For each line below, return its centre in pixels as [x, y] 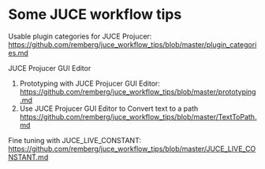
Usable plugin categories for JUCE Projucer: [80, 36]
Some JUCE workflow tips [95, 15]
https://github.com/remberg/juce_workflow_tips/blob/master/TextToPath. [138, 116]
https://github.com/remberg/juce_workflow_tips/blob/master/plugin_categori [132, 44]
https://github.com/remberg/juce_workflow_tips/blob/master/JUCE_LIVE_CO [132, 149]
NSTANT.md [28, 157]
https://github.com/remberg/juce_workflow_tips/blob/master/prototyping [138, 91]
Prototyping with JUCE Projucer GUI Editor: [90, 83]
